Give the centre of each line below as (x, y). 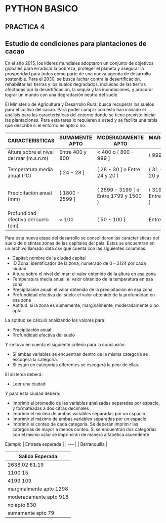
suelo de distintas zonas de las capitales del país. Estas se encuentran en (80, 243)
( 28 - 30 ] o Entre (119, 170)
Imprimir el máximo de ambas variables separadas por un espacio (79, 419)
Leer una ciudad (29, 384)
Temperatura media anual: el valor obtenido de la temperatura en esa (83, 279)
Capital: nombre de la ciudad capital (49, 258)
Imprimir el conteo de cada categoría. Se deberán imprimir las (75, 424)
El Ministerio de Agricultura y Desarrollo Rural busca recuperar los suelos (80, 104)
